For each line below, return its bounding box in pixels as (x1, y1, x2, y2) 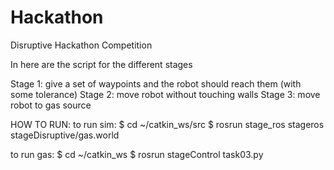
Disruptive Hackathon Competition (10, 39, 153, 51)
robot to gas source (10, 99, 92, 111)
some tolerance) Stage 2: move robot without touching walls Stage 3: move (10, 88, 321, 100)
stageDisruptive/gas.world (10, 129, 120, 141)
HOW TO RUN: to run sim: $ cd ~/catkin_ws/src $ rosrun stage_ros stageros (10, 118, 325, 130)
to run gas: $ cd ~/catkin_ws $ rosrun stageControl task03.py (10, 148, 264, 160)
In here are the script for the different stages (10, 58, 193, 70)
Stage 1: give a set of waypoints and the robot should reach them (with (10, 77, 302, 90)
